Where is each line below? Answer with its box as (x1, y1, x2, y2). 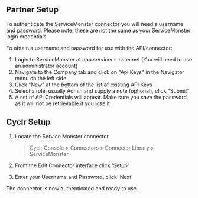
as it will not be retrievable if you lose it (14, 100, 111, 107)
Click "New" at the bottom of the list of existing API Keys (14, 81, 152, 88)
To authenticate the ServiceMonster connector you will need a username (6, 20, 184, 27)
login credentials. (6, 33, 48, 40)
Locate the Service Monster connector (14, 132, 109, 139)
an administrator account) (14, 62, 78, 69)
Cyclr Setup (6, 117, 51, 127)
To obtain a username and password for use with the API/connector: (6, 44, 173, 51)
